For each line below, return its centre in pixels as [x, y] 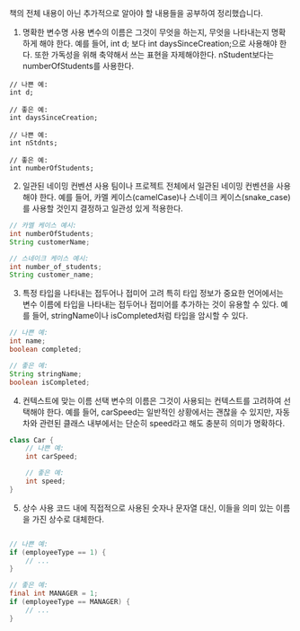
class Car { [31, 440]
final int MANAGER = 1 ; [54, 594]
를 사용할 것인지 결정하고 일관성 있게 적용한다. [103, 208]
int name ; [28, 341]
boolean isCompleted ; [50, 382]
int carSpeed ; [52, 457]
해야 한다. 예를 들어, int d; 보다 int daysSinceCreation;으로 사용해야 [158, 44]
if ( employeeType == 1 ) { [57, 552]
